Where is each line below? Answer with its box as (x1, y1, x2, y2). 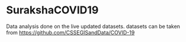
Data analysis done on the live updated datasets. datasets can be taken (6, 23, 181, 30)
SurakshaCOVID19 (6, 3, 99, 17)
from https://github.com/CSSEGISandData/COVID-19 (6, 29, 135, 36)
